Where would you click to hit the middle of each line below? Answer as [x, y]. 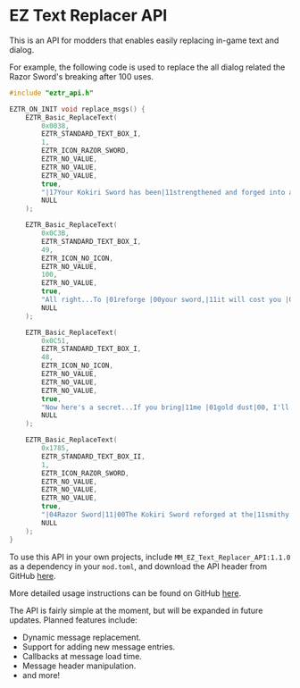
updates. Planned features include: [74, 620]
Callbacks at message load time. [82, 656]
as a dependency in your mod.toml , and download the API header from [138, 566]
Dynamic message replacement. [81, 637]
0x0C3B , [55, 233]
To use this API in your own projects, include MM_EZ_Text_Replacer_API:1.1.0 [150, 557]
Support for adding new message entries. [99, 646]
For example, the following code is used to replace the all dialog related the [147, 67]
